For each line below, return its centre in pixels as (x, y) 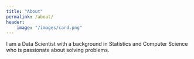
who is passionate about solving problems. (58, 50)
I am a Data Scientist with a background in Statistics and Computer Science (97, 44)
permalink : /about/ (30, 17)
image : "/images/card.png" (50, 27)
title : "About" (25, 11)
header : (16, 22)
